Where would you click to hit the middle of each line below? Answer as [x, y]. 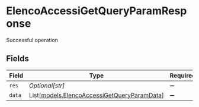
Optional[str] [47, 86]
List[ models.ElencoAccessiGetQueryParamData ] [96, 95]
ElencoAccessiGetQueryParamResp [97, 11]
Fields [18, 59]
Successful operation [32, 40]
